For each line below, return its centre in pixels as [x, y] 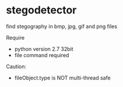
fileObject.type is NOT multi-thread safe [62, 78]
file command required [42, 55]
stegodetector [41, 10]
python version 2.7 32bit [44, 49]
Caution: [16, 66]
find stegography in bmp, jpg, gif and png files [62, 26]
